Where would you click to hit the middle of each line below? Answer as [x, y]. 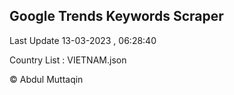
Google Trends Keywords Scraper [116, 16]
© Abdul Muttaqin [46, 79]
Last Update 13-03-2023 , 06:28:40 [83, 40]
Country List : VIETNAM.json [68, 60]
